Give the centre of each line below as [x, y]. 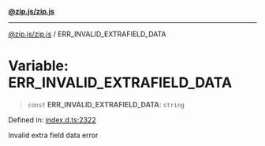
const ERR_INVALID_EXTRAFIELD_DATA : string [106, 104]
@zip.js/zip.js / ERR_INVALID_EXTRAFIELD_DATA [88, 34]
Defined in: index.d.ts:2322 [52, 120]
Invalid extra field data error [53, 135]
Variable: [39, 66]
